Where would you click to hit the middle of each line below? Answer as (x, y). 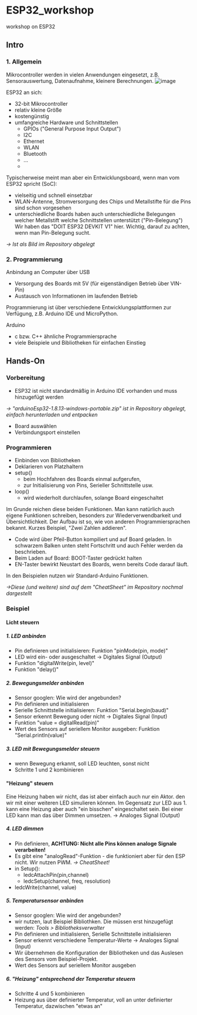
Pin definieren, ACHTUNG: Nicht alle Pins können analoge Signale (96, 843)
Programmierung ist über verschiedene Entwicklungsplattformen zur (89, 307)
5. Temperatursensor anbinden (45, 901)
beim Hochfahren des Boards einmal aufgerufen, (82, 479)
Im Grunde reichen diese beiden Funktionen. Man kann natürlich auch (90, 509)
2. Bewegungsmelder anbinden (45, 683)
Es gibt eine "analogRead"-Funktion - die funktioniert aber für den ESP (100, 856)
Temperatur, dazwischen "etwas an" (58, 1006)
